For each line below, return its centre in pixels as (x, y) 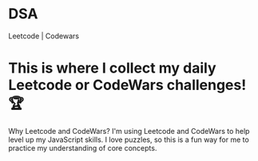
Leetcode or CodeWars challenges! (127, 85)
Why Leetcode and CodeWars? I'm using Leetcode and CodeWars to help (129, 131)
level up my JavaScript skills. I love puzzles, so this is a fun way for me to (129, 139)
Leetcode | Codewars (44, 36)
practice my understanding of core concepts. (83, 147)
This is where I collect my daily (113, 68)
